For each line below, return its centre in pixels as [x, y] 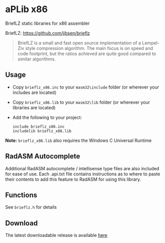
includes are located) [34, 92]
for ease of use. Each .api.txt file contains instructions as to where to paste [83, 174]
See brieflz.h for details [31, 207]
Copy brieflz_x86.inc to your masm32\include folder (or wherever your [86, 87]
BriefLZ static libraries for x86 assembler [48, 23]
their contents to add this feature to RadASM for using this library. [73, 179]
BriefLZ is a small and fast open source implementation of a [79, 43]
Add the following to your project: [47, 117]
